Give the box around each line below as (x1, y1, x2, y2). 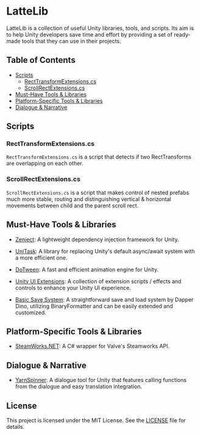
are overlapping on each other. (6, 160, 83, 167)
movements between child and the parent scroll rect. (6, 202, 139, 209)
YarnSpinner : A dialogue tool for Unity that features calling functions (15, 377, 187, 384)
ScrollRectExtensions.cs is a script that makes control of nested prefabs (6, 189, 189, 196)
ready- (174, 30, 191, 38)
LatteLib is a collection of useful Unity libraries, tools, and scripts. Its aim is (6, 24, 194, 32)
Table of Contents (6, 55, 76, 65)
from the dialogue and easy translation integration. (15, 383, 142, 391)
